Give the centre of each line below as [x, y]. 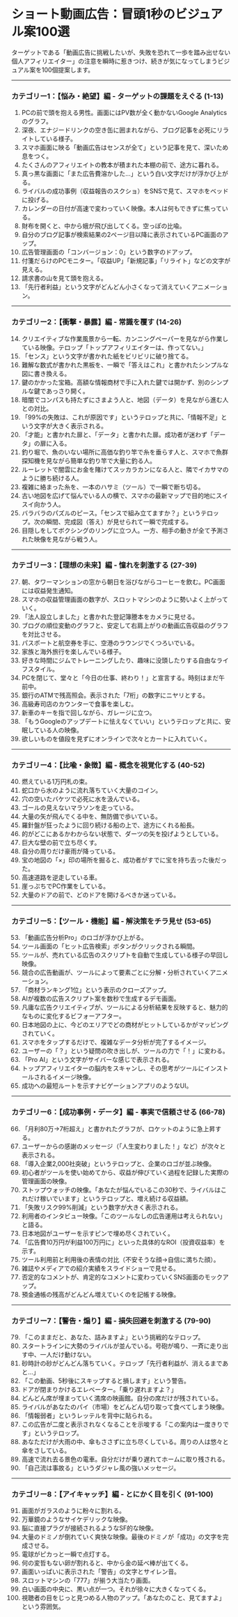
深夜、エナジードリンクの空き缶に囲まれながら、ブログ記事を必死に [119, 130]
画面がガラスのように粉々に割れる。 [73, 1511]
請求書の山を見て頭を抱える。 [64, 278]
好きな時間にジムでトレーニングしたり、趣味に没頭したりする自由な [119, 660]
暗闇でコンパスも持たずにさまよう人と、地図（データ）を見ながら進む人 [125, 400]
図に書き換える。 [46, 373]
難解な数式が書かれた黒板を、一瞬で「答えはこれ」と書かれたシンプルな [125, 365]
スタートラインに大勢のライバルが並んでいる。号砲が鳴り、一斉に [116, 1346]
